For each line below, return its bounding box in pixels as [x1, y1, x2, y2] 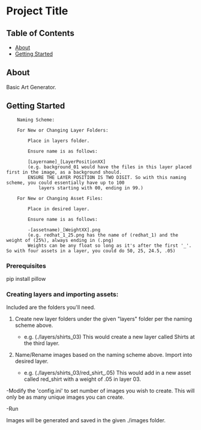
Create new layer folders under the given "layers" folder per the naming [14, 316, 193, 323]
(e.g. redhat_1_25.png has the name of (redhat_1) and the [28, 232, 179, 238]
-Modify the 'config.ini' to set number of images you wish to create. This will [6, 387, 195, 395]
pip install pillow [6, 275, 46, 282]
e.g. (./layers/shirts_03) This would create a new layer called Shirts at [23, 334, 195, 341]
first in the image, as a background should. [6, 169, 122, 175]
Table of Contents [6, 28, 75, 38]
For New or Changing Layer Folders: [17, 127, 109, 133]
